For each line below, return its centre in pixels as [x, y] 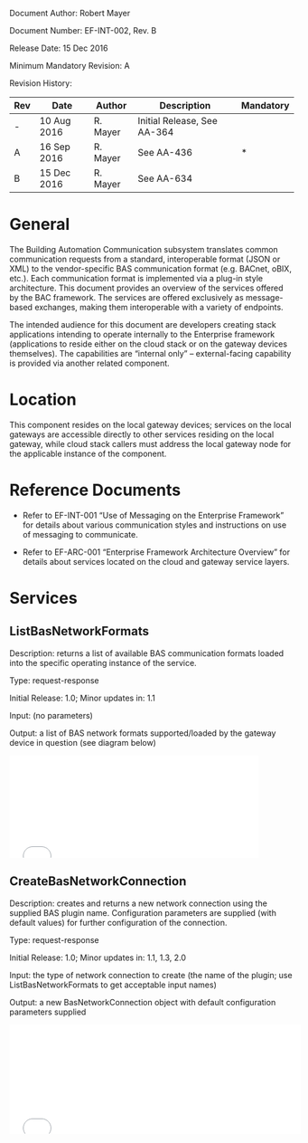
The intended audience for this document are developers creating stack [143, 324]
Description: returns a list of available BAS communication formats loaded [147, 653]
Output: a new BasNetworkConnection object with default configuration [143, 1002]
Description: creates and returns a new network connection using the [139, 903]
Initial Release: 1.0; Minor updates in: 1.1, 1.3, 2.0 [98, 957]
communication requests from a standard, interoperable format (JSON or [145, 259]
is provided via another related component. [89, 363]
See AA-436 [165, 152]
